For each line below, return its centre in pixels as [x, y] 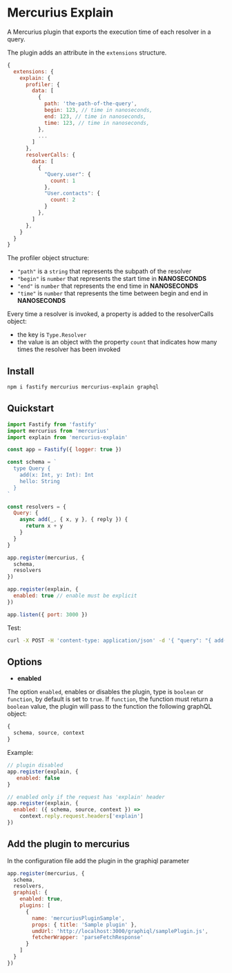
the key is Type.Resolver [52, 335]
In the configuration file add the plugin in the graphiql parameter [98, 861]
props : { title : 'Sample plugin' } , [85, 925]
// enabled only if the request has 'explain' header [86, 797]
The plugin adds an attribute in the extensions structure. [87, 52]
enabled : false [38, 778]
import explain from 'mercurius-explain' [68, 437]
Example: [20, 753]
